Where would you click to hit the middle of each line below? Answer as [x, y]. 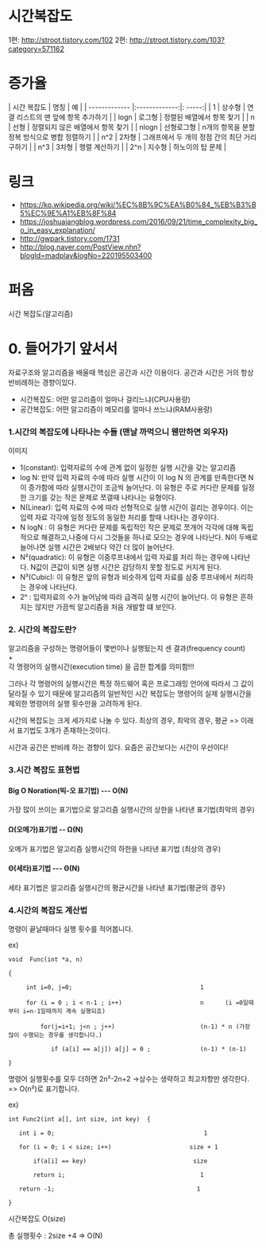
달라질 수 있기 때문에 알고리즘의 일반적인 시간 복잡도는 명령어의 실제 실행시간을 [130, 694]
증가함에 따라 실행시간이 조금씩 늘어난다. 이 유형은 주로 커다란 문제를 [134, 487]
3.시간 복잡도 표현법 [44, 770]
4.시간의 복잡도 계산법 [48, 910]
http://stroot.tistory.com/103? [177, 40]
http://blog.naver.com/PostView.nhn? [80, 247]
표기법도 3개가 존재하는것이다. [63, 730]
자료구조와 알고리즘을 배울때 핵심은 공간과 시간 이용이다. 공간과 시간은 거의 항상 [131, 372]
